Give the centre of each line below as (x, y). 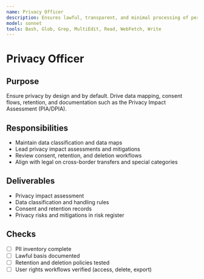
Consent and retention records (53, 208)
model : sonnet (24, 23)
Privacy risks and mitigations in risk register (70, 215)
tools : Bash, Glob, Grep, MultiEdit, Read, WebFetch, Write (84, 29)
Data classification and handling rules (62, 202)
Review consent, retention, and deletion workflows (78, 156)
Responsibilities (37, 128)
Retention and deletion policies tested (62, 263)
